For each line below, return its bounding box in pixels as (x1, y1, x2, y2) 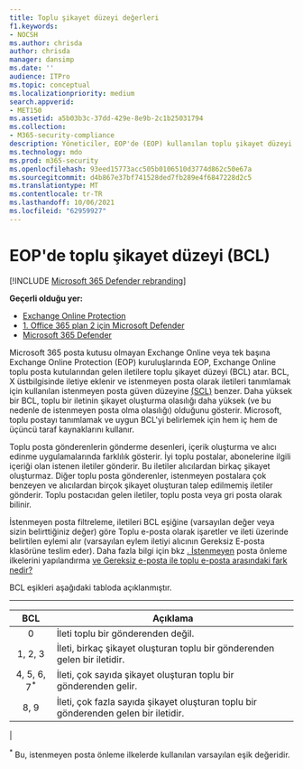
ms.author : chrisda (9, 38, 83, 48)
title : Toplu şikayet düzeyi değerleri (9, 13, 160, 23)
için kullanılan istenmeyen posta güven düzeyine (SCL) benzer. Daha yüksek (9, 385, 293, 396)
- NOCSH (9, 30, 39, 39)
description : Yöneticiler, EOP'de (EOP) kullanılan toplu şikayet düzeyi (9, 139, 293, 148)
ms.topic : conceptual (9, 80, 91, 89)
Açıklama (151, 612, 194, 624)
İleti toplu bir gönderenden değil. (57, 627, 195, 640)
